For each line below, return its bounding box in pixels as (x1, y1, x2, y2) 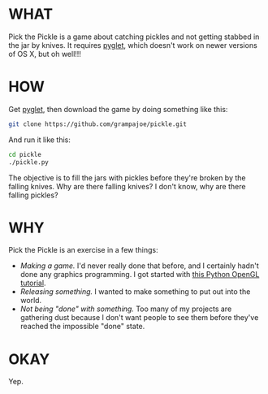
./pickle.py (8, 158, 49, 167)
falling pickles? (8, 190, 58, 200)
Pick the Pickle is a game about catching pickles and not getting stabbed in (8, 32, 260, 41)
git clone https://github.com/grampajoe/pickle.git (8, 119, 187, 128)
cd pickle (8, 150, 42, 158)
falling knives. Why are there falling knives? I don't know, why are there (8, 181, 246, 191)
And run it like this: (8, 135, 71, 145)
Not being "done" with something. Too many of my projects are (19, 304, 232, 314)
